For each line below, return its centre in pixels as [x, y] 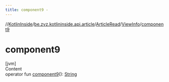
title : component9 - [27, 10]
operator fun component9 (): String [41, 74]
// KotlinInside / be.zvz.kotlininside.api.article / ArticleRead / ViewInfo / [73, 24]
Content [14, 68]
